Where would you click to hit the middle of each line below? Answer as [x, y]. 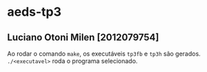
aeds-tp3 [34, 12]
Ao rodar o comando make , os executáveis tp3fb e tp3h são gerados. [104, 53]
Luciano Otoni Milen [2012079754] [83, 37]
